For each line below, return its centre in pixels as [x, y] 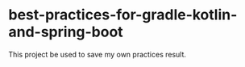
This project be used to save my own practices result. [98, 54]
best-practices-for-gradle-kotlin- [123, 15]
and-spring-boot [66, 32]
